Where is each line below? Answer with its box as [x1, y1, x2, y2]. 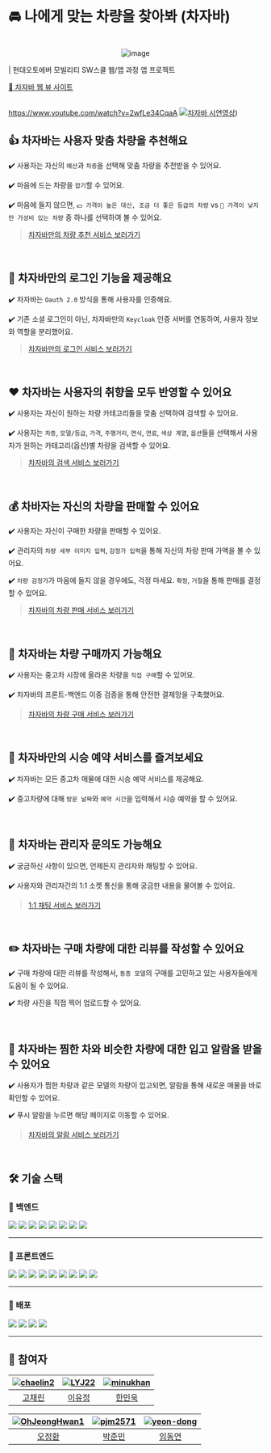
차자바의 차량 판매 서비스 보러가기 [27, 606, 135, 615]
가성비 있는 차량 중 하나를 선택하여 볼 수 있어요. [17, 212, 163, 222]
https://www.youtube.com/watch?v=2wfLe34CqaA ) [8, 108, 238, 117]
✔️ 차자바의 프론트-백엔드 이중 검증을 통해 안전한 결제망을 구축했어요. [8, 690, 225, 699]
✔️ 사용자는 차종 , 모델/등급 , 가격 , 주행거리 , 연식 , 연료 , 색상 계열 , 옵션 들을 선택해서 [8, 428, 244, 437]
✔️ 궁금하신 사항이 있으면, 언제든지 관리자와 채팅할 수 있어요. [8, 860, 198, 870]
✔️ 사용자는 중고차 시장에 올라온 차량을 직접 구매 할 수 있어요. [8, 670, 195, 679]
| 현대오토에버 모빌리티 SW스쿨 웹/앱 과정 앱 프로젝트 [8, 65, 176, 74]
